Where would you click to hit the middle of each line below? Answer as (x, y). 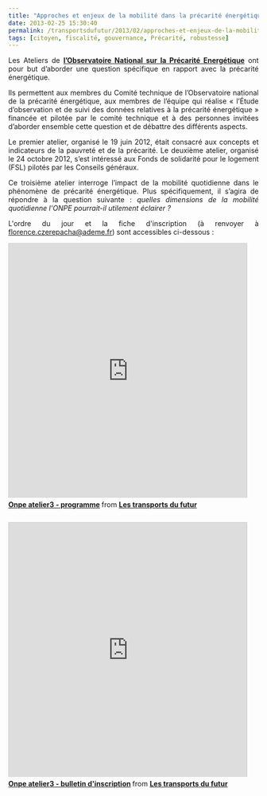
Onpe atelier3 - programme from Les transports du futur (103, 505)
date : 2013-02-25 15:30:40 (53, 23)
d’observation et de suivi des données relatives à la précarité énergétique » (133, 110)
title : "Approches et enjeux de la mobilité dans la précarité (115, 16)
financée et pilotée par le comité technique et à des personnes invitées (133, 118)
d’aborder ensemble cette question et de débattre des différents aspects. (128, 127)
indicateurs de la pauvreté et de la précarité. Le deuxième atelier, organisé (133, 150)
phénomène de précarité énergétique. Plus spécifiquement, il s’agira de (133, 191)
